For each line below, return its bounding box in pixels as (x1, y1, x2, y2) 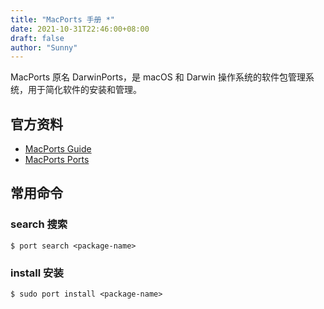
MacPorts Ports (24, 154, 90, 166)
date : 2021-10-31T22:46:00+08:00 (10, 24, 150, 34)
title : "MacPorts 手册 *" (10, 14, 115, 25)
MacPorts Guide (24, 143, 92, 155)
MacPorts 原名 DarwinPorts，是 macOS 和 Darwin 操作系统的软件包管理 (10, 71, 307, 83)
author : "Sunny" (10, 42, 78, 53)
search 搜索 (10, 217, 68, 231)
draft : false (10, 33, 65, 43)
